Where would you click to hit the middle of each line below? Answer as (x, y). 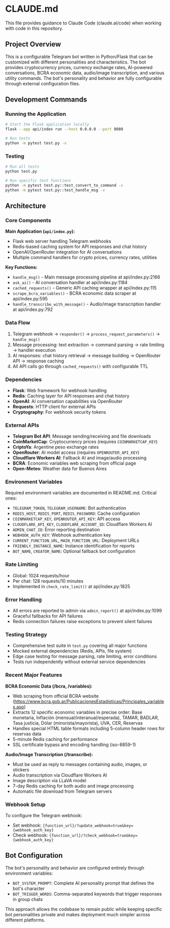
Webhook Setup (25, 805)
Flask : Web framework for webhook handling (60, 390)
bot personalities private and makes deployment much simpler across (78, 914)
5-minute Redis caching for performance (55, 739)
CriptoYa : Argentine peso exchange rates (56, 447)
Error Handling (24, 599)
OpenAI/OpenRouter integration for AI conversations (67, 252)
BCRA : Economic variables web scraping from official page (74, 463)
